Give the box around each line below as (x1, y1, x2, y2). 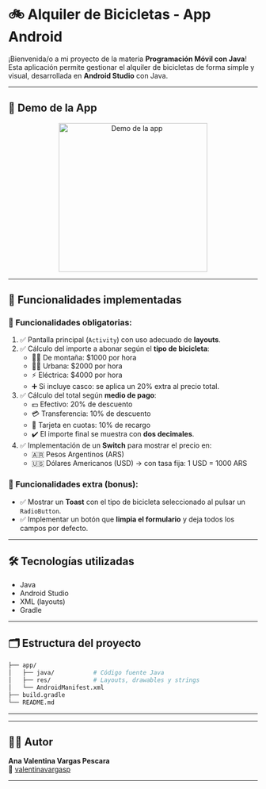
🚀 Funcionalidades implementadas (8, 294, 182, 307)
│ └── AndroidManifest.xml (8, 683, 104, 691)
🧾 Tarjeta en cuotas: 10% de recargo (31, 421, 151, 430)
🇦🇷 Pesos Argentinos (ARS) (31, 449, 124, 460)
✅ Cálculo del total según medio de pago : (19, 391, 157, 400)
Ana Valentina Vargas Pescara (8, 756, 110, 766)
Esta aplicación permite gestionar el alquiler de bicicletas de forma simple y (8, 62, 255, 71)
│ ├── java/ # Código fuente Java (8, 669, 165, 677)
